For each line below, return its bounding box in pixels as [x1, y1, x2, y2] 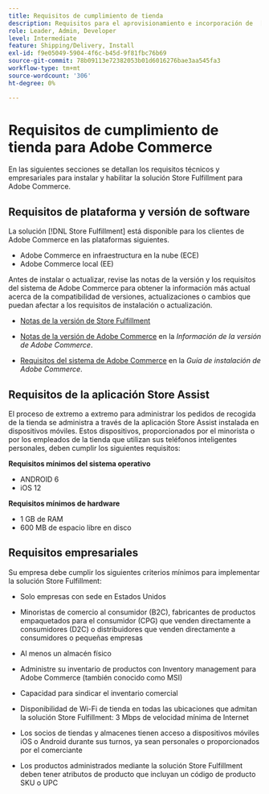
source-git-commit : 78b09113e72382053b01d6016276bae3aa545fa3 [8, 57, 221, 65]
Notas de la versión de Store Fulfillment [19, 316, 151, 326]
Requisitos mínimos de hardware [8, 498, 120, 508]
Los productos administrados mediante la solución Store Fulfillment [19, 760, 243, 770]
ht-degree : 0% [8, 79, 56, 87]
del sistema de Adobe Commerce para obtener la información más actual [8, 283, 251, 293]
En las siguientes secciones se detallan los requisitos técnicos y [8, 164, 220, 174]
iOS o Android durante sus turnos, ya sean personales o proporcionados [19, 736, 259, 746]
